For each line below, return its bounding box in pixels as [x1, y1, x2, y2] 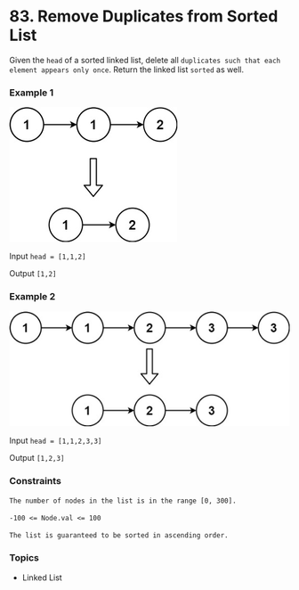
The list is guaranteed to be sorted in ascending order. [9, 531, 229, 540]
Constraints [9, 474, 62, 487]
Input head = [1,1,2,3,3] [9, 435, 102, 446]
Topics [9, 552, 40, 564]
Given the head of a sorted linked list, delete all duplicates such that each [9, 54, 281, 65]
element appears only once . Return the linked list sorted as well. [9, 64, 245, 75]
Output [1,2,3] [9, 452, 65, 463]
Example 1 [9, 86, 54, 99]
